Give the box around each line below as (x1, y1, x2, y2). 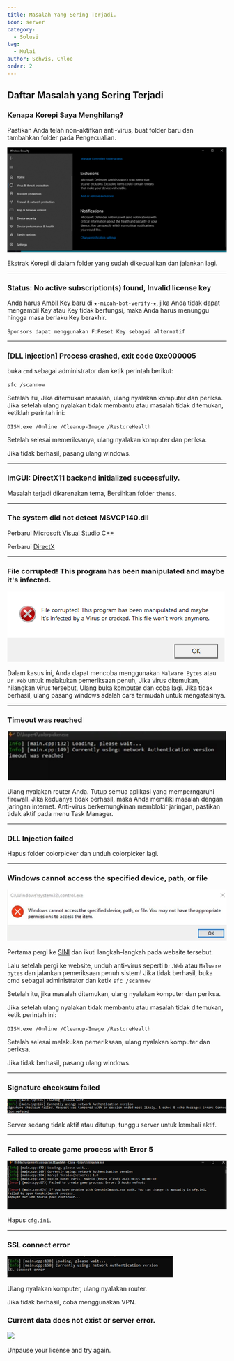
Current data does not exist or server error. (7, 1316, 156, 1325)
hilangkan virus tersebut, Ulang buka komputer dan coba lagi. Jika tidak (7, 684, 213, 692)
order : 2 (7, 63, 33, 70)
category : (7, 26, 36, 33)
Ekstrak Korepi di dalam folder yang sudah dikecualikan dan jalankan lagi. (7, 259, 218, 267)
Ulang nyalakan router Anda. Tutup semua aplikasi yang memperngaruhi (7, 788, 214, 796)
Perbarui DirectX (7, 542, 55, 550)
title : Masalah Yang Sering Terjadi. (7, 11, 117, 18)
